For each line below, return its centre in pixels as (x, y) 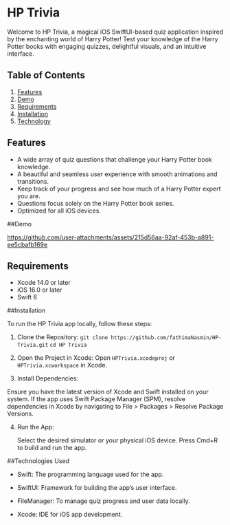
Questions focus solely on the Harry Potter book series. (95, 203)
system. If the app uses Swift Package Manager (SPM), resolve (96, 399)
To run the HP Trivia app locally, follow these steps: (80, 324)
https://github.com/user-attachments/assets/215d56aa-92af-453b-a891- (111, 237)
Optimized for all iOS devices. (59, 211)
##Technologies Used (38, 461)
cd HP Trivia (68, 345)
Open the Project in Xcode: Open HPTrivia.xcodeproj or (96, 358)
